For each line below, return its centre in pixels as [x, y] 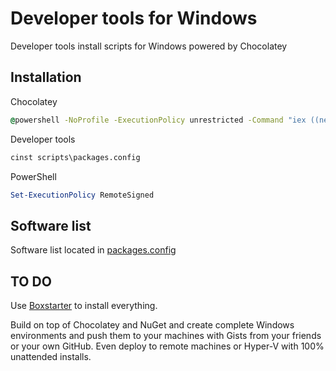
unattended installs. [51, 356]
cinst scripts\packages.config [75, 157]
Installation [46, 77]
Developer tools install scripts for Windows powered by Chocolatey [149, 46]
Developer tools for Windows [134, 18]
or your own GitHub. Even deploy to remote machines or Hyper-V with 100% [167, 346]
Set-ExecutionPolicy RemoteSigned [82, 195]
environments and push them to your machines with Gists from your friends [166, 335]
